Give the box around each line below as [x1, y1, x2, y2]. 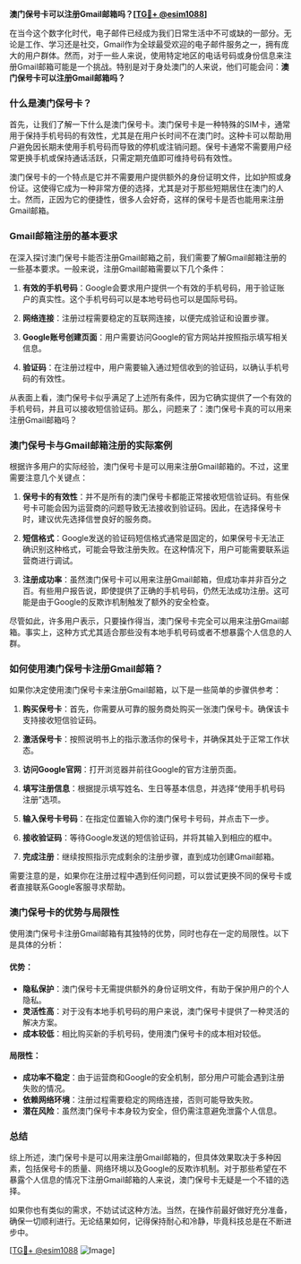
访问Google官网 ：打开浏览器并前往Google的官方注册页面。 [21, 764, 242, 775]
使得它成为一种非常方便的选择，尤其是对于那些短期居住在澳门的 [39, 183, 276, 193]
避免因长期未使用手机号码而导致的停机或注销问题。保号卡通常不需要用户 [16, 142, 284, 152]
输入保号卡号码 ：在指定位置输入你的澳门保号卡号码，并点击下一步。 [21, 813, 274, 824]
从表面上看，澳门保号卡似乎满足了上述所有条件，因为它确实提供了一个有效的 [9, 391, 292, 402]
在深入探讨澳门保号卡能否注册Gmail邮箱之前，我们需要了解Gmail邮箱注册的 [9, 252, 287, 262]
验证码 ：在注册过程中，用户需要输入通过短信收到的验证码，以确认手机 [21, 362, 282, 373]
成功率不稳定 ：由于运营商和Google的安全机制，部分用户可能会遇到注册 [21, 1071, 285, 1082]
